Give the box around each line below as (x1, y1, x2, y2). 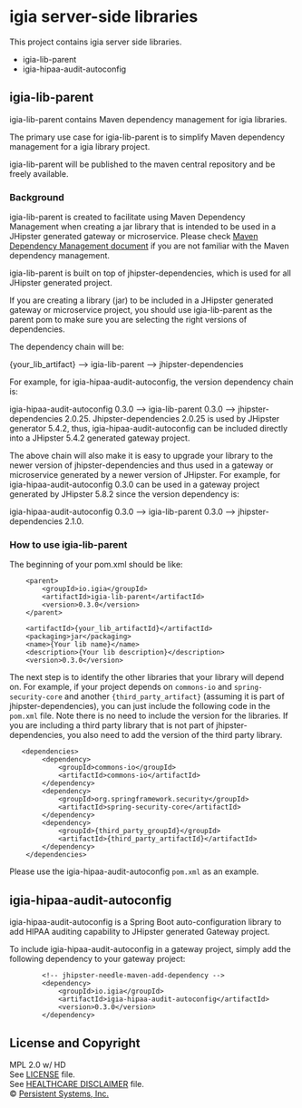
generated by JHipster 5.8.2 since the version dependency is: (9, 489, 240, 500)
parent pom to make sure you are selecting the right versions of (9, 315, 248, 326)
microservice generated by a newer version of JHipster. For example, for (9, 470, 281, 481)
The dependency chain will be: (9, 342, 124, 353)
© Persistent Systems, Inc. (9, 1088, 110, 1099)
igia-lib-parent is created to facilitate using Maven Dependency (9, 211, 246, 223)
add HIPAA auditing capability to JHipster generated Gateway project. (9, 927, 270, 938)
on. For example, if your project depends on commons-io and (9, 682, 233, 693)
